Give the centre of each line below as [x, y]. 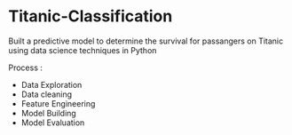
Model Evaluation [53, 123]
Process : [26, 67]
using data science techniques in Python [83, 50]
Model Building [48, 113]
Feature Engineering [58, 103]
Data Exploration [51, 84]
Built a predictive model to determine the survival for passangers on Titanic [146, 41]
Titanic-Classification [91, 16]
